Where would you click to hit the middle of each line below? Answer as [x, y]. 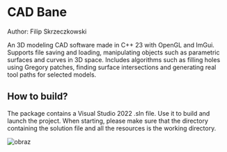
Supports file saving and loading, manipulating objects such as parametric [113, 52]
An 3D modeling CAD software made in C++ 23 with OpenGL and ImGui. [111, 45]
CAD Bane [37, 12]
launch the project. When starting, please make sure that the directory [108, 121]
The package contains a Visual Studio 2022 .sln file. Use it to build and [109, 113]
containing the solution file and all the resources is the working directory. [112, 128]
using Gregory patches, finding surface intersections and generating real [112, 67]
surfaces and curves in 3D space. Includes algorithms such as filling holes [114, 59]
